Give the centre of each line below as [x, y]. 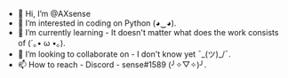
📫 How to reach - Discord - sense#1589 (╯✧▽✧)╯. [112, 65]
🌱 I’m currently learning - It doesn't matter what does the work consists [148, 32]
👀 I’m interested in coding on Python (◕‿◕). [97, 23]
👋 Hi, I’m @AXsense [54, 14]
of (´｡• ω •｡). [41, 43]
